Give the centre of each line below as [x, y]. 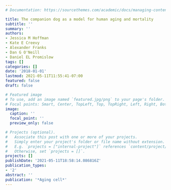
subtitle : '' [19, 24]
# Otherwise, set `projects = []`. [45, 151]
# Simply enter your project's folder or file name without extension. [85, 142]
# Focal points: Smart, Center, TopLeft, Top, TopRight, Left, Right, [82, 104]
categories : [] [21, 67]
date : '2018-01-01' [26, 71]
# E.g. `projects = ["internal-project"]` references [66, 146]
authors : [15, 34]
